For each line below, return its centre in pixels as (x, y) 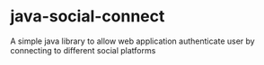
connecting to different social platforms (83, 50)
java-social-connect (88, 16)
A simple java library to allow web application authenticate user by (132, 41)
